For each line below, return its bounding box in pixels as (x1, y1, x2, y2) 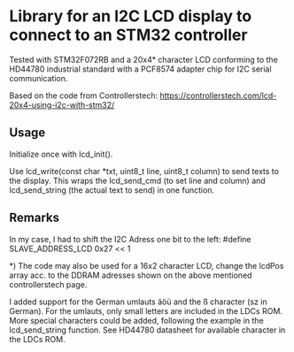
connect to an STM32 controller (9, 25, 248, 45)
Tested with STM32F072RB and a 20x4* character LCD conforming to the (9, 54, 279, 65)
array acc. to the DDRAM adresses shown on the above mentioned (9, 270, 252, 280)
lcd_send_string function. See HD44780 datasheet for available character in (9, 325, 286, 335)
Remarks (9, 210, 60, 226)
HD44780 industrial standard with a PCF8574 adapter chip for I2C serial (9, 64, 272, 74)
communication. (9, 73, 68, 83)
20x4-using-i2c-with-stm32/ (9, 99, 115, 110)
